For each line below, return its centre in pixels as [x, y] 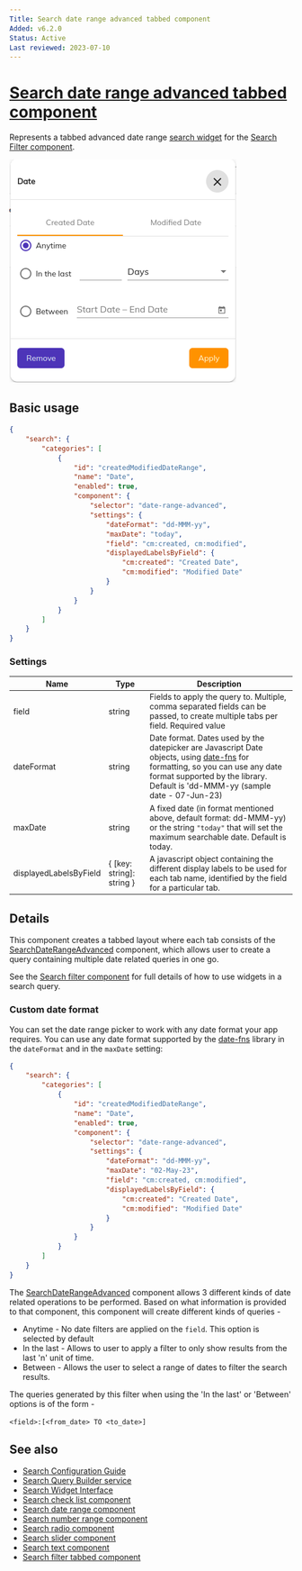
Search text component [66, 1548]
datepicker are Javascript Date [206, 748]
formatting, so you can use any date [216, 767]
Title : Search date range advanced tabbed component [110, 19]
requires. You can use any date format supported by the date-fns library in [147, 1039]
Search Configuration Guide [74, 1471]
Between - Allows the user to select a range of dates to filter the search [155, 1367]
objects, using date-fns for [200, 758]
